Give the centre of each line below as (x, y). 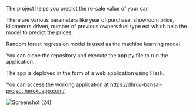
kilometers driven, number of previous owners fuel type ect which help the (96, 26)
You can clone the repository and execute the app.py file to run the (87, 55)
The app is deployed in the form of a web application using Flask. (85, 73)
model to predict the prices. (40, 32)
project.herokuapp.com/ (35, 91)
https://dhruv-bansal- (136, 84)
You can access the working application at (57, 84)
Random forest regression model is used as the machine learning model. (94, 44)
